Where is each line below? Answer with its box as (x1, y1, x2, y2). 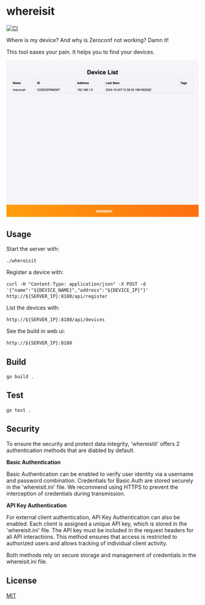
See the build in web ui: (6, 327, 65, 335)
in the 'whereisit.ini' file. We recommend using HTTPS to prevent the (6, 483, 179, 491)
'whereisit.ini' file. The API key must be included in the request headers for (6, 526, 194, 533)
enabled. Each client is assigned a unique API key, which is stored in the (6, 520, 187, 527)
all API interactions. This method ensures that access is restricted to (6, 533, 178, 540)
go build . (6, 374, 34, 380)
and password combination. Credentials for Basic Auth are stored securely (6, 477, 193, 484)
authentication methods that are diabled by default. (6, 447, 135, 454)
